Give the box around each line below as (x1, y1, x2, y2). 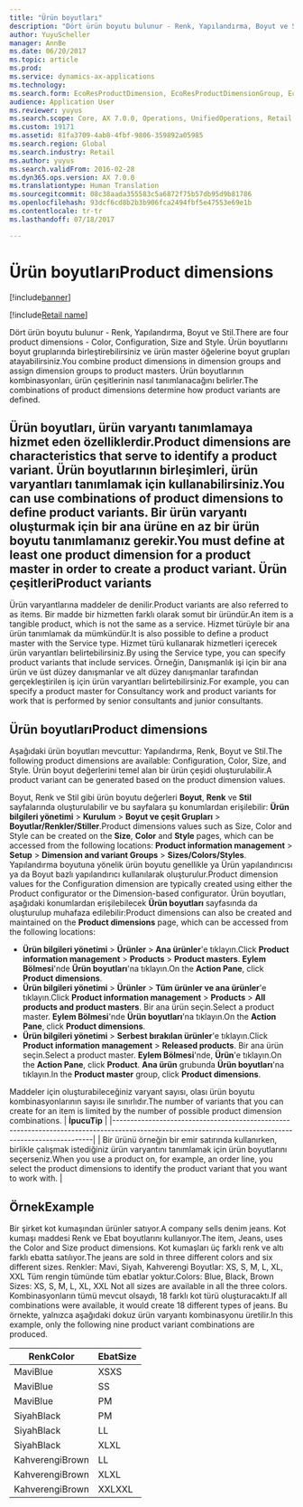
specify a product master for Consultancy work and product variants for (9, 686, 277, 697)
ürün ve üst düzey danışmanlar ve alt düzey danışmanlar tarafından (9, 666, 259, 678)
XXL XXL (97, 1483, 133, 1495)
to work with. (9, 1173, 59, 1184)
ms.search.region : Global (9, 139, 106, 148)
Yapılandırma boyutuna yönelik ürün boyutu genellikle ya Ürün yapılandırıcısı (9, 860, 293, 871)
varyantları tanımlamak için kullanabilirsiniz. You (9, 476, 286, 492)
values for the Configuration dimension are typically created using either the (9, 879, 293, 890)
